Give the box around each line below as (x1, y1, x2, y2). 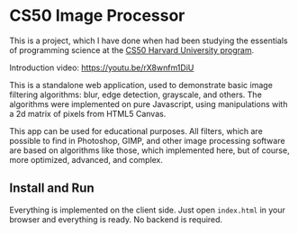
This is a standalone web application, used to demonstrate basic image (9, 79, 273, 90)
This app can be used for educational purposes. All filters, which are (9, 125, 263, 136)
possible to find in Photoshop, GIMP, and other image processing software (9, 135, 285, 146)
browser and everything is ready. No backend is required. (9, 213, 223, 225)
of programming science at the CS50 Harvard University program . (9, 44, 255, 55)
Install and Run (9, 181, 95, 196)
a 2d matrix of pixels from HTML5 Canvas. (9, 108, 167, 119)
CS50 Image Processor (9, 5, 185, 26)
